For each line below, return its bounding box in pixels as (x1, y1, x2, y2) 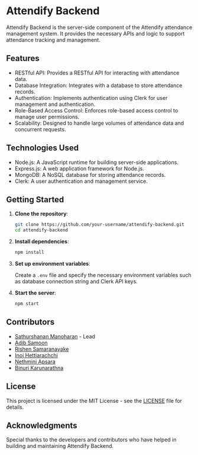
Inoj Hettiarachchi (14, 351, 58, 359)
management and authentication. (14, 101, 96, 108)
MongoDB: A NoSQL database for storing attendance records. (14, 171, 166, 178)
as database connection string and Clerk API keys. (14, 278, 138, 285)
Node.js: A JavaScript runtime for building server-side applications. (14, 159, 179, 166)
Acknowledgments (6, 420, 78, 430)
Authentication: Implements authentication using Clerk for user (14, 94, 168, 101)
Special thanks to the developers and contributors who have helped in (6, 436, 177, 443)
